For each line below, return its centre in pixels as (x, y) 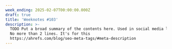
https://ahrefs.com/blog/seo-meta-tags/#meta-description (73, 39)
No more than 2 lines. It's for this (50, 34)
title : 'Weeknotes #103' (32, 19)
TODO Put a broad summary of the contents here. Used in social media (87, 29)
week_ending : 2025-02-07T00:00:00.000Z (48, 10)
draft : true (18, 15)
